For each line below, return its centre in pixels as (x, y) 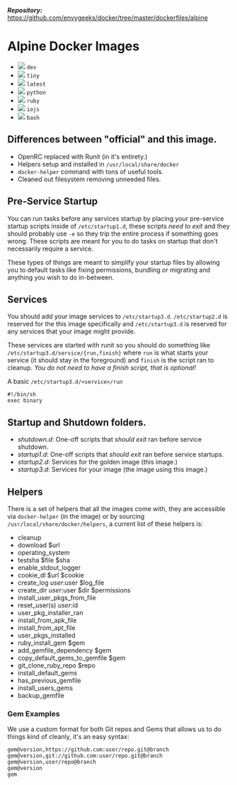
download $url (39, 545)
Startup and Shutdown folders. (77, 422)
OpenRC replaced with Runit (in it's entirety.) (82, 156)
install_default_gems (47, 673)
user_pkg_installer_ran (50, 613)
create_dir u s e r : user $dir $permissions (74, 590)
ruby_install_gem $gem (51, 643)
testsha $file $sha (44, 560)
